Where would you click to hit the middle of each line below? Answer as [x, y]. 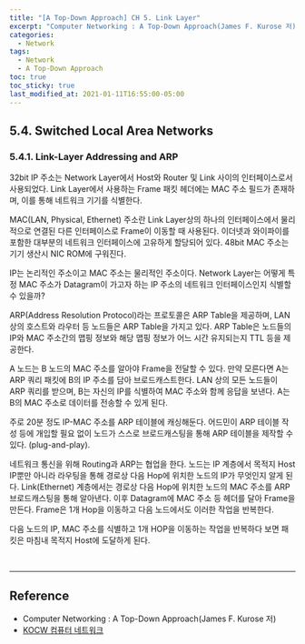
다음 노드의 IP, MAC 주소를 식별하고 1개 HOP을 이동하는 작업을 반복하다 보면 [144, 529]
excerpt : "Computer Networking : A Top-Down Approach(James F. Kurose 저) [153, 26]
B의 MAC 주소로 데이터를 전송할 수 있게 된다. [89, 403]
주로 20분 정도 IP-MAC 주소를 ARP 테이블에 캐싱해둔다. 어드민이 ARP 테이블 [144, 422]
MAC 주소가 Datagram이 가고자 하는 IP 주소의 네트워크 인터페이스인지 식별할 [155, 285]
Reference [39, 595]
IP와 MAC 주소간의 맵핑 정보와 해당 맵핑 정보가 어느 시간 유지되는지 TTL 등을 [145, 338]
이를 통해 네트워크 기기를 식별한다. [82, 200]
